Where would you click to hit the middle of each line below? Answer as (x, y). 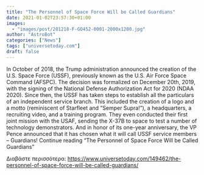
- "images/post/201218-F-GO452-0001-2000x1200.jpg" (79, 29)
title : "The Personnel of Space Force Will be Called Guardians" (91, 12)
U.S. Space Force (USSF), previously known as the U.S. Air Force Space (97, 75)
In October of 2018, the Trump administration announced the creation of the (101, 69)
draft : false (23, 52)
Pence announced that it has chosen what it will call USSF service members (101, 134)
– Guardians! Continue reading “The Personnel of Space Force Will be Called (102, 140)
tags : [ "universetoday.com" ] (43, 46)
